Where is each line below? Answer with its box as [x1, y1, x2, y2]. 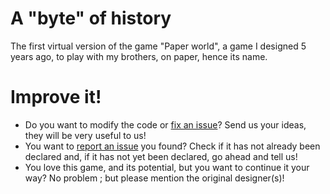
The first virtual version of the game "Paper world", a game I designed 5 [10, 40, 307, 52]
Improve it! [10, 86, 102, 109]
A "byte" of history [10, 7, 172, 30]
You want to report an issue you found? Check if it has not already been [24, 140, 321, 152]
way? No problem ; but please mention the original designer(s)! [24, 172, 285, 184]
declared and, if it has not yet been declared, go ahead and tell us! [24, 150, 298, 162]
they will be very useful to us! [24, 129, 147, 141]
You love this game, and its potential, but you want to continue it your [24, 161, 310, 173]
